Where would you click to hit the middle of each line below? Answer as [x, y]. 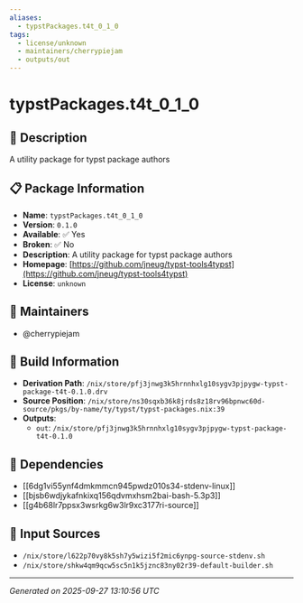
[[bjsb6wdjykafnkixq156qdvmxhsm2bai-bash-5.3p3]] [121, 496]
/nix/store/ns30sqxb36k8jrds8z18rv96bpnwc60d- [176, 402]
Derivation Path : [53, 384]
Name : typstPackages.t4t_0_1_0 [83, 215]
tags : [19, 34]
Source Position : [54, 401]
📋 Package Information [77, 189]
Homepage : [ [47, 264]
